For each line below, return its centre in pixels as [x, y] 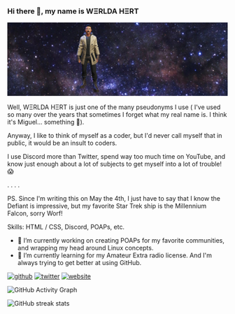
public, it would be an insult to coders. [62, 143]
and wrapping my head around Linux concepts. [85, 248]
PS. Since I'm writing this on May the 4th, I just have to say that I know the [114, 199]
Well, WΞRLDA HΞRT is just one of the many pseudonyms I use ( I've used [114, 107]
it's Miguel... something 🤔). [46, 122]
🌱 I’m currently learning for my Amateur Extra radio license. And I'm [114, 255]
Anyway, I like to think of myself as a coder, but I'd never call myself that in [115, 136]
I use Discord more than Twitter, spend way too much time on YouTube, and [116, 157]
